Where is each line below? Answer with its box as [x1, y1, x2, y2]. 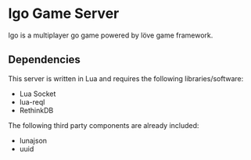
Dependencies [8, 53, 81, 66]
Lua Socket [19, 89, 56, 98]
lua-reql [19, 97, 45, 106]
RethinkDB [19, 105, 54, 115]
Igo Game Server [8, 5, 120, 23]
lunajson [19, 136, 48, 145]
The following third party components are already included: [8, 120, 199, 130]
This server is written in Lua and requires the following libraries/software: [8, 73, 244, 83]
